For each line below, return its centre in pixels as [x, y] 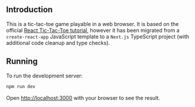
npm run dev [21, 86]
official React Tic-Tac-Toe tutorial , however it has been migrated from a [93, 30]
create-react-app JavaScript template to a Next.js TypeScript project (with [98, 36]
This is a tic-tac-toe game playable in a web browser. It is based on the [92, 24]
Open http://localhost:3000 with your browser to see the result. [83, 98]
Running [22, 61]
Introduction [30, 10]
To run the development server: [44, 76]
